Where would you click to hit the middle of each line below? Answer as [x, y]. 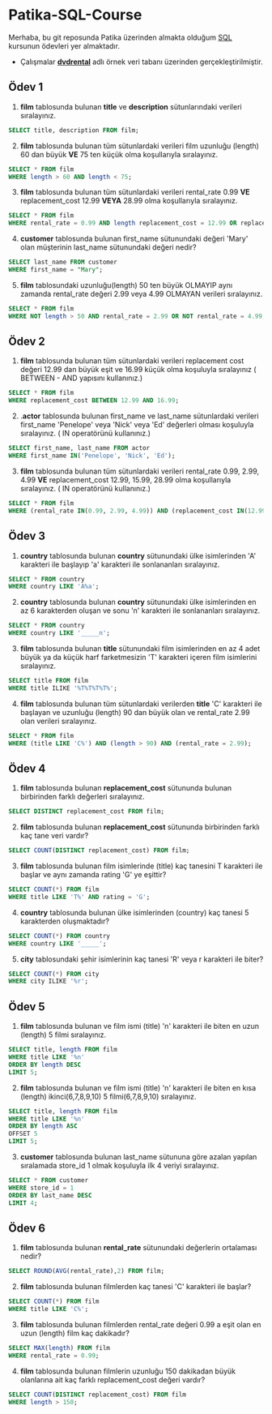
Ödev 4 [27, 768]
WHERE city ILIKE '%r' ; [49, 981]
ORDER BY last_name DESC [50, 1195]
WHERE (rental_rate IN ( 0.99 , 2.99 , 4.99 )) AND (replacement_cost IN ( [128, 511]
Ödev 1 [26, 87]
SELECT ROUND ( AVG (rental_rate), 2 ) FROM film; [86, 1271]
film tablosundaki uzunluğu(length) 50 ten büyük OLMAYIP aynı [126, 285]
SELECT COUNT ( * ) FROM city [54, 974]
